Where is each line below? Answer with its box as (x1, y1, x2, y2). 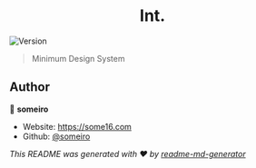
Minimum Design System (31, 53, 125, 64)
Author (9, 79, 50, 95)
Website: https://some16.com (22, 121, 132, 132)
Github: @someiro (22, 131, 91, 142)
